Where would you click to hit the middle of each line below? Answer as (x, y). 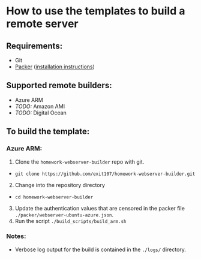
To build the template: (48, 132)
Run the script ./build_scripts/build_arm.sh (70, 221)
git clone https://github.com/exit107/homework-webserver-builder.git (105, 174)
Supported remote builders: (59, 85)
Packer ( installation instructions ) (55, 67)
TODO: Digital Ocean (41, 113)
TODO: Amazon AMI (40, 106)
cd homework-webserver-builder (54, 197)
